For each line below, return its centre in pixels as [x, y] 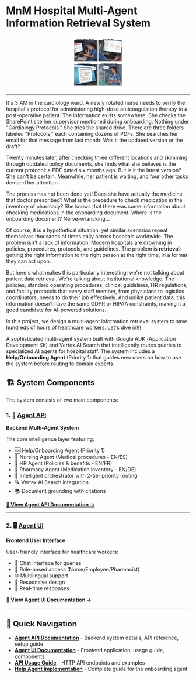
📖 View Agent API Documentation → [50, 505]
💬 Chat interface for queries [48, 563]
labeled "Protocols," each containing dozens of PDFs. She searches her [92, 134]
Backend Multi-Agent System [43, 428]
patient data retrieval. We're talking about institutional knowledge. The [90, 279]
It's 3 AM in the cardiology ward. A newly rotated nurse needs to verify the [96, 103]
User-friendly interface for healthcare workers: [62, 552]
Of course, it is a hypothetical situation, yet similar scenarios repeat [87, 230]
